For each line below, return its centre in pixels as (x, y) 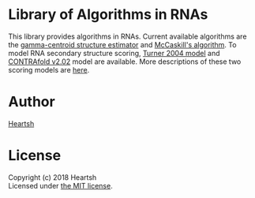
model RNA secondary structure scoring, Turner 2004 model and (114, 53)
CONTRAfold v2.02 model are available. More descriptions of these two (125, 62)
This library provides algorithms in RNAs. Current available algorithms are (127, 36)
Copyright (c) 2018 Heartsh (52, 177)
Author (32, 102)
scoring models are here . (49, 69)
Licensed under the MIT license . (60, 185)
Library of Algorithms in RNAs (108, 15)
